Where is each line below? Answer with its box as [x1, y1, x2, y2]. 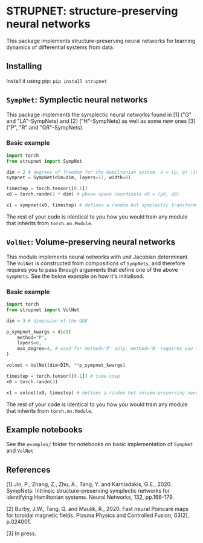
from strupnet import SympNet [6, 158, 83, 164]
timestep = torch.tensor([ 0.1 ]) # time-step [6, 373, 120, 379]
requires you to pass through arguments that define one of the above [6, 266, 178, 273]
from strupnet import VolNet [6, 307, 80, 313]
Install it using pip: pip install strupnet [6, 77, 108, 84]
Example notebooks [6, 424, 83, 435]
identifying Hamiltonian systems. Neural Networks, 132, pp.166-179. [6, 493, 174, 501]
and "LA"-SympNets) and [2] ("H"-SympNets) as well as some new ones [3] [6, 117, 196, 125]
